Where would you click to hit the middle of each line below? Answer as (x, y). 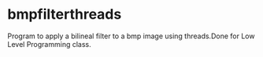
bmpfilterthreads (65, 14)
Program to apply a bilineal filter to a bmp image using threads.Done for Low (131, 36)
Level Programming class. (49, 44)
